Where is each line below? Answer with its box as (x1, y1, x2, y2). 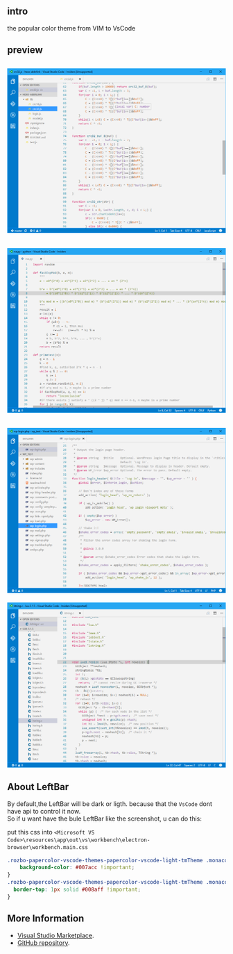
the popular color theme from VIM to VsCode (7, 24, 136, 32)
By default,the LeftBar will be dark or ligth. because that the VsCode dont (7, 799, 213, 808)
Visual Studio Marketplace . (17, 931, 94, 939)
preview (7, 44, 43, 56)
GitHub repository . (17, 938, 70, 947)
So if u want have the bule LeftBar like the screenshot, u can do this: (7, 814, 202, 823)
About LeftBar (7, 781, 69, 793)
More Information (7, 913, 85, 925)
